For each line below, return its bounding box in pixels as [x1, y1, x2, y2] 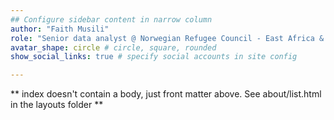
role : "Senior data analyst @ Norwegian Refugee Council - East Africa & [10, 33, 325, 43]
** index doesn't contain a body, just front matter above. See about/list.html [10, 88, 322, 100]
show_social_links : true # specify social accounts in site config [10, 52, 298, 62]
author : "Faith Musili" [10, 24, 110, 34]
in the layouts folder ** [10, 99, 104, 111]
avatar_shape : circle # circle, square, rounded [10, 42, 217, 53]
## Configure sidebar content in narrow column [10, 14, 213, 25]
